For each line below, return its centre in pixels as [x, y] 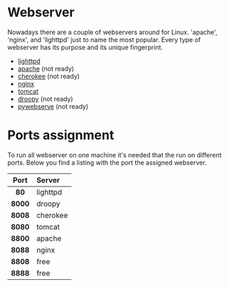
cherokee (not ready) [49, 76]
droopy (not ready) [45, 99]
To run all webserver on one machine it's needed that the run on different [114, 155]
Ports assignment [61, 135]
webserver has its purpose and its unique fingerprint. [85, 47]
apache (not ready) [46, 68]
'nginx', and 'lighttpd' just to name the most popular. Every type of [104, 39]
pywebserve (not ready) [53, 106]
